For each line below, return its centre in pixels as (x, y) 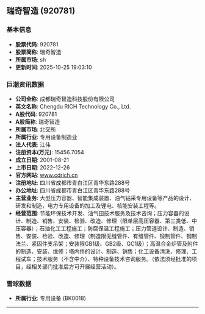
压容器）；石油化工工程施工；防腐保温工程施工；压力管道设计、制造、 (102, 228)
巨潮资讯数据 (25, 84)
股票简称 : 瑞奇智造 (38, 52)
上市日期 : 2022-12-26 (42, 167)
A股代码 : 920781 (36, 114)
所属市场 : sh (31, 59)
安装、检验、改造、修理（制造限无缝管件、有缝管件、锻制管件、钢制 (111, 236)
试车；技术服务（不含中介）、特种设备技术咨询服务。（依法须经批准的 (106, 259)
